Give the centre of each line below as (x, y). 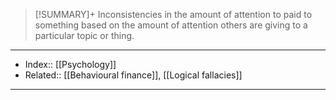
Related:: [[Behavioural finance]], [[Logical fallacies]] (133, 75)
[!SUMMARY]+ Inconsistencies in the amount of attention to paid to (173, 14)
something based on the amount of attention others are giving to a (171, 25)
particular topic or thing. (84, 35)
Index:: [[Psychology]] (70, 64)
